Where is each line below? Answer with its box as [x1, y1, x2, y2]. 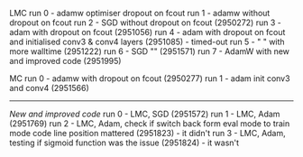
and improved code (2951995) [9, 56, 122, 66]
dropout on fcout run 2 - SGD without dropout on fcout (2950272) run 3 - [9, 17, 281, 28]
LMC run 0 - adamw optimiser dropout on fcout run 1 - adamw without [9, 8, 271, 18]
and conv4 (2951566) [9, 83, 90, 93]
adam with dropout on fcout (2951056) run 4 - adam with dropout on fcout [9, 27, 286, 37]
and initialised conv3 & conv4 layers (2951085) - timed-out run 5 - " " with [9, 36, 286, 47]
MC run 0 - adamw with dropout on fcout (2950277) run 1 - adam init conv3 [9, 73, 290, 84]
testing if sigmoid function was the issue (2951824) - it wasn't [9, 137, 240, 148]
